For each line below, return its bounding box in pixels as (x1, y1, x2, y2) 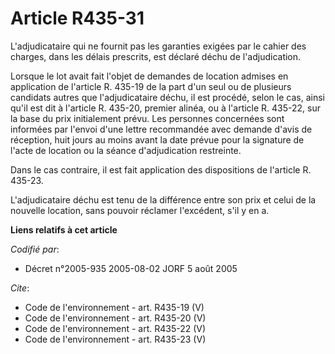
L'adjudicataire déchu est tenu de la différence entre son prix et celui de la (10, 193, 317, 206)
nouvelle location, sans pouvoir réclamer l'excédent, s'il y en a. (10, 204, 270, 216)
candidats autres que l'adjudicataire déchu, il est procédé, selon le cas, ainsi (10, 91, 325, 103)
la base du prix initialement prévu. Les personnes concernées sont (10, 112, 285, 124)
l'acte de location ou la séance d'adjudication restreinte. (10, 144, 242, 156)
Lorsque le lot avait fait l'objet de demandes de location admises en (10, 70, 289, 82)
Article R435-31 (10, 7, 145, 30)
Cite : (10, 282, 30, 294)
